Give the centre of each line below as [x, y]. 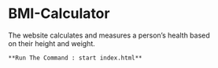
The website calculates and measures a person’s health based [109, 35]
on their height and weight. [52, 43]
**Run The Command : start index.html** [76, 58]
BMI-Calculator [59, 14]
